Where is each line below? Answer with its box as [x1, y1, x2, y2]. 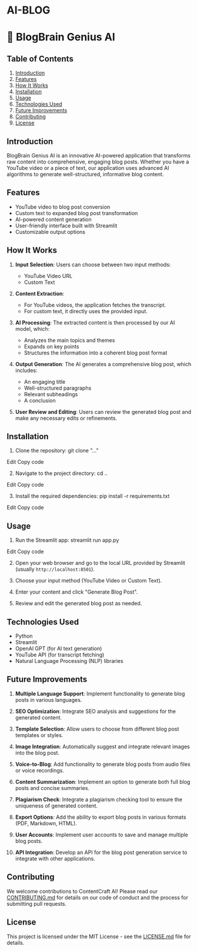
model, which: [15, 325, 49, 332]
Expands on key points [24, 343, 79, 350]
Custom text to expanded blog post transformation [15, 209, 138, 216]
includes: [15, 367, 38, 374]
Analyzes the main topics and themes [24, 336, 115, 344]
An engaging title [24, 378, 66, 385]
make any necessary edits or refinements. [15, 414, 117, 421]
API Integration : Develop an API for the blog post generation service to [15, 849, 188, 856]
